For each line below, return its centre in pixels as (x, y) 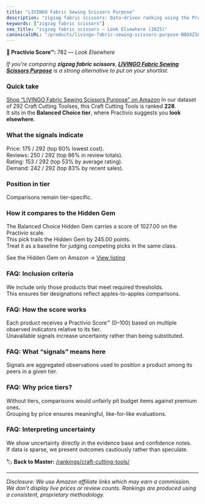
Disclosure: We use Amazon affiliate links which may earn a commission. (99, 481)
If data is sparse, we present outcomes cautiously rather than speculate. (97, 449)
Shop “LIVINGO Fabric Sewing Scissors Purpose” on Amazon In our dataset (101, 100)
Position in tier (28, 184)
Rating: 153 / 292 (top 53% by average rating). (65, 161)
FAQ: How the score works (46, 309)
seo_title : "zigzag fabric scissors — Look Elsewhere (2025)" (87, 29)
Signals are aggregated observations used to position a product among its (99, 365)
